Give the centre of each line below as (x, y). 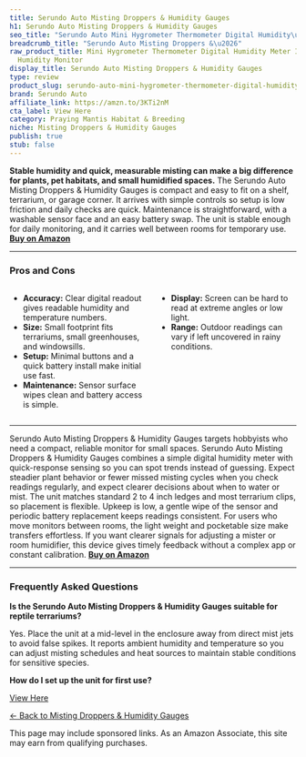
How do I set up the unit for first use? (81, 681)
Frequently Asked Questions (74, 586)
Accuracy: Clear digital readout (82, 298)
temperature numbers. (65, 318)
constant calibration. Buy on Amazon (80, 555)
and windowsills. (54, 347)
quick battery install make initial (82, 366)
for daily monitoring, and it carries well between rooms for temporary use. (148, 228)
